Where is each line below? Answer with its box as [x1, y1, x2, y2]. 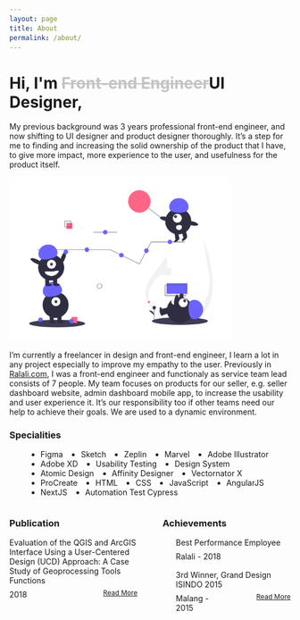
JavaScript [169, 478, 209, 489]
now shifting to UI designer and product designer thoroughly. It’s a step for [9, 130, 284, 142]
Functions [9, 575, 46, 586]
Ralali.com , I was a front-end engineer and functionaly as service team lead [9, 368, 287, 379]
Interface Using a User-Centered [9, 547, 130, 557]
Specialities [9, 429, 62, 441]
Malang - [175, 593, 210, 604]
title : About [9, 23, 58, 33]
